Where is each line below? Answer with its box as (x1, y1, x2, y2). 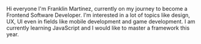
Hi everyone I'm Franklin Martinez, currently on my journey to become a (6, 5, 188, 12)
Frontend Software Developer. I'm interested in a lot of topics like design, (6, 11, 191, 19)
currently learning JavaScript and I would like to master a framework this (6, 24, 190, 31)
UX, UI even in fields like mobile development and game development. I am (6, 18, 195, 25)
